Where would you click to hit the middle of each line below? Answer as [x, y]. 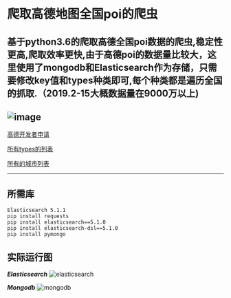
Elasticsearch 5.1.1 [37, 211]
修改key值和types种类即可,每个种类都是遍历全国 [119, 80]
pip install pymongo [37, 235]
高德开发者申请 [28, 134]
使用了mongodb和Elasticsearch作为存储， [108, 67]
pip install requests [38, 216]
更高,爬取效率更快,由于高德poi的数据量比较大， [107, 55]
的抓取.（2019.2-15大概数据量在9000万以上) [103, 93]
